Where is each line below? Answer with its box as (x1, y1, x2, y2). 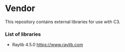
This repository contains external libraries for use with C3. (5, 19, 121, 25)
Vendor (5, 3, 35, 14)
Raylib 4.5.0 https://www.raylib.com (12, 42, 83, 48)
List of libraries (5, 31, 41, 38)
